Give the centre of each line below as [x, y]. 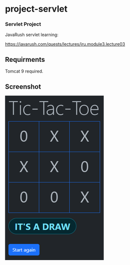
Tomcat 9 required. [24, 71]
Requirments [25, 59]
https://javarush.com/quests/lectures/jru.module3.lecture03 [65, 44]
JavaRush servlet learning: [32, 35]
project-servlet [36, 9]
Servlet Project [23, 24]
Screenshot [23, 86]
